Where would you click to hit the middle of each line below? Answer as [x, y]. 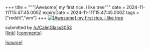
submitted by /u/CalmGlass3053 [39, 27]
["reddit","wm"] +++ [26, 18]
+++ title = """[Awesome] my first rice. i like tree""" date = [65, 7]
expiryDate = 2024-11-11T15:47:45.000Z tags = [91, 12]
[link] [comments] [24, 33]
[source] [14, 42]
